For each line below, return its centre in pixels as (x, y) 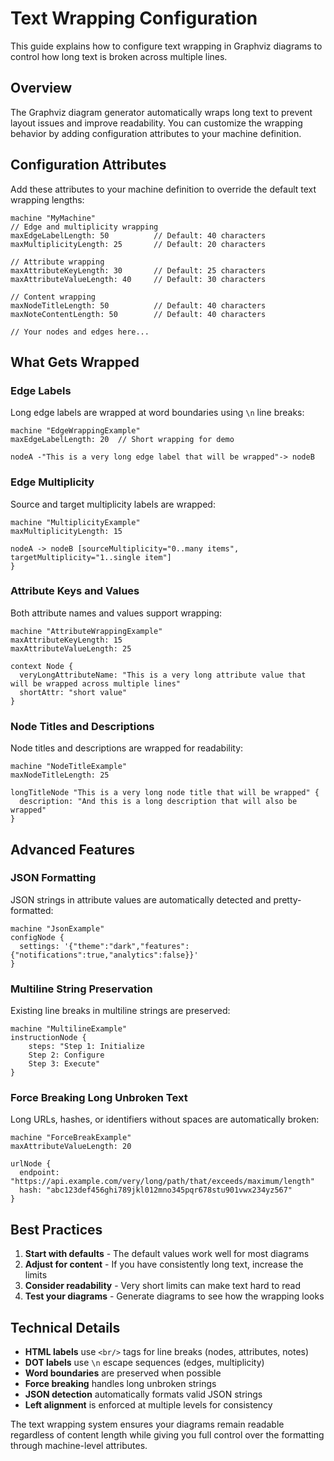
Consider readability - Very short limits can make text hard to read (163, 1286)
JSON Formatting (53, 878)
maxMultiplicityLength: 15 (66, 531)
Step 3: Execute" (64, 1064)
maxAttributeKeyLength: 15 (66, 640)
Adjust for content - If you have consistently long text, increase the (164, 1264)
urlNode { (31, 1164)
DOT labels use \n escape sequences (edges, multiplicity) (144, 1363)
